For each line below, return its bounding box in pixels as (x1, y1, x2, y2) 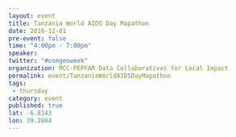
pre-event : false (8, 34, 67, 43)
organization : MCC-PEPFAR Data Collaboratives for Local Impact (8, 64, 229, 73)
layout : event (8, 11, 56, 20)
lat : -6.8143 (8, 110, 52, 118)
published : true (8, 102, 63, 110)
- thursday (11, 86, 48, 95)
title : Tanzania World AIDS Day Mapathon (8, 19, 150, 27)
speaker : (8, 49, 38, 57)
